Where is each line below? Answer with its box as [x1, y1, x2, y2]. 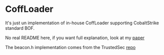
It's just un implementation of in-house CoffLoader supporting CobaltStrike [5, 20, 160, 26]
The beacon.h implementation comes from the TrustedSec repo [5, 44, 136, 50]
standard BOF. [5, 25, 35, 31]
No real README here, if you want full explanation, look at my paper [5, 35, 145, 41]
